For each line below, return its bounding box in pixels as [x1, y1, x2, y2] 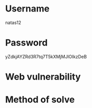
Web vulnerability [5, 71, 81, 82]
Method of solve [5, 94, 75, 105]
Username [5, 3, 50, 14]
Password [5, 37, 48, 48]
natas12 [5, 19, 22, 25]
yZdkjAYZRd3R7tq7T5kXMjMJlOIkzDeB [5, 53, 87, 59]
